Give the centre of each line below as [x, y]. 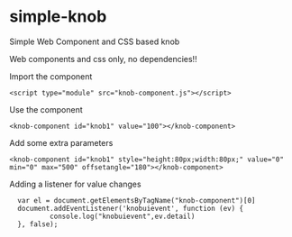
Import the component [51, 76]
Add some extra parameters [61, 142]
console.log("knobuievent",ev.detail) [122, 216]
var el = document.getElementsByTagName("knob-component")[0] [137, 200]
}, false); [38, 224]
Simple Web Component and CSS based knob [95, 41]
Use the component [46, 109]
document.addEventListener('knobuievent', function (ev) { [131, 208]
